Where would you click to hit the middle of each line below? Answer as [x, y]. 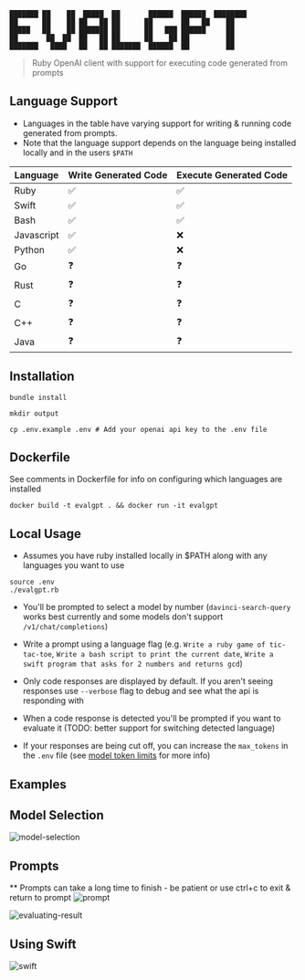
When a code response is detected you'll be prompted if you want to [152, 719]
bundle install [38, 397]
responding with [53, 701]
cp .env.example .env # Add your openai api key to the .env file [138, 429]
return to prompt [40, 898]
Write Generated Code [118, 174]
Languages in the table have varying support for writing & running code [157, 123]
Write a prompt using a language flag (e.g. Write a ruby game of [144, 644]
